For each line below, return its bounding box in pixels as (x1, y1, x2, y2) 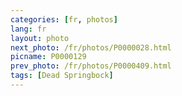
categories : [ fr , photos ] (10, 14, 118, 25)
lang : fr (10, 24, 47, 34)
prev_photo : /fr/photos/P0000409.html (10, 61, 172, 71)
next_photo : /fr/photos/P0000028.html (10, 42, 172, 53)
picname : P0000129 (10, 52, 87, 62)
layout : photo (10, 33, 70, 43)
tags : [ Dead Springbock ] (10, 71, 114, 81)
